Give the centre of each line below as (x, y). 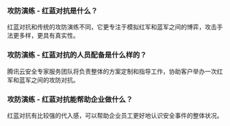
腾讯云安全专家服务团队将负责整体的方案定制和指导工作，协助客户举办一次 (112, 71)
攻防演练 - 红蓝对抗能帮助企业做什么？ (70, 99)
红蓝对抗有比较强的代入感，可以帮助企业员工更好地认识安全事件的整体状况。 (115, 115)
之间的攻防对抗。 (55, 79)
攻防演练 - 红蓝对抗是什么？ (52, 10)
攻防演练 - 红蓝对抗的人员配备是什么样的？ (77, 55)
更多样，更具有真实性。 (46, 36)
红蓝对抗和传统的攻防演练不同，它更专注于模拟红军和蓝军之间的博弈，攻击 (112, 27)
